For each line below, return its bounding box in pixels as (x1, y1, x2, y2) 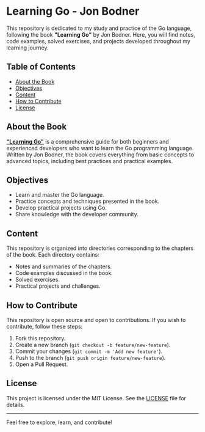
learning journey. (6, 44, 49, 51)
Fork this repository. (15, 335, 66, 342)
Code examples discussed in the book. (15, 269, 113, 277)
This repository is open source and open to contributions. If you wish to (6, 317, 186, 323)
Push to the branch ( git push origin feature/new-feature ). (15, 354, 166, 361)
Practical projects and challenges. (15, 282, 101, 290)
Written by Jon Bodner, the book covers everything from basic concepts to (6, 151, 194, 158)
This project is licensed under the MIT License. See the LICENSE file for (6, 394, 187, 401)
